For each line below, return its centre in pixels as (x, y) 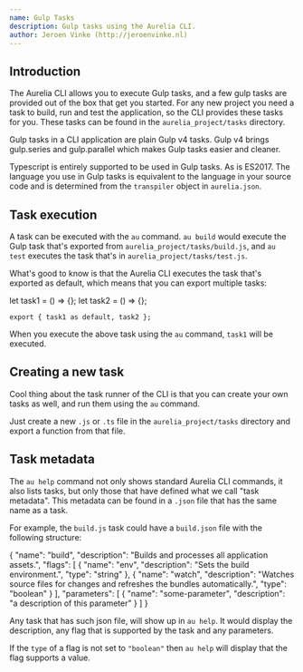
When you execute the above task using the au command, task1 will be (142, 334)
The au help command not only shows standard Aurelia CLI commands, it (146, 481)
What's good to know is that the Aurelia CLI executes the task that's (136, 273)
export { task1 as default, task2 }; (80, 317)
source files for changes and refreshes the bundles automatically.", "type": (148, 584)
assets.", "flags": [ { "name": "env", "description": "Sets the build (129, 564)
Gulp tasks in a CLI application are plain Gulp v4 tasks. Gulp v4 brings (139, 140)
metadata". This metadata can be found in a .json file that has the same (143, 501)
